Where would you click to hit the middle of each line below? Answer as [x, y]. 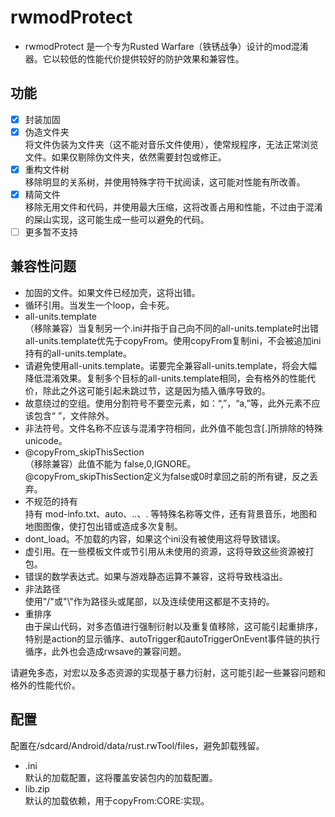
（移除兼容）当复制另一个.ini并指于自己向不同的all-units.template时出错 [172, 328]
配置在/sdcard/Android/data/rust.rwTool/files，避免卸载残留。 [137, 745]
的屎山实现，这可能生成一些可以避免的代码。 [117, 219]
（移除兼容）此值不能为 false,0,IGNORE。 [110, 463]
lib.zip [37, 788]
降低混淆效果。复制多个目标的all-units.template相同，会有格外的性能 [165, 378]
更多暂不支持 [51, 232]
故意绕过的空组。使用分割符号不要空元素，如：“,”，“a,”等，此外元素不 [168, 403]
